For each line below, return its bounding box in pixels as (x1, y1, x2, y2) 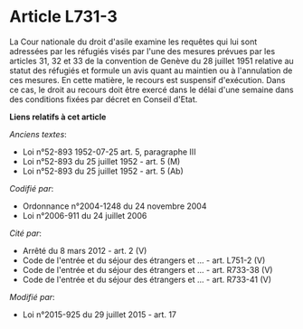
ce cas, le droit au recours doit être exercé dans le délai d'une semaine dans (9, 84, 294, 95)
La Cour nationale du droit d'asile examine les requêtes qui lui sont (9, 36, 258, 47)
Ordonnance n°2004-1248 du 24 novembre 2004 (22, 201, 207, 211)
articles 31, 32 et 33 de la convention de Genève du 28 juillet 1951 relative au (9, 55, 294, 66)
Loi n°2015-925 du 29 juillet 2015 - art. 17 (22, 309, 177, 320)
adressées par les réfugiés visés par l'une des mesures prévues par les (9, 45, 276, 56)
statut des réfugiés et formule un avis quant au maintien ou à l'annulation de (9, 65, 293, 76)
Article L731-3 (9, 6, 118, 27)
